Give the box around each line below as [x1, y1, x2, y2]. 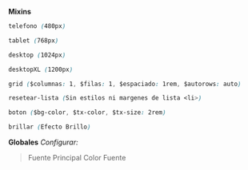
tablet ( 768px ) [8, 36, 59, 45]
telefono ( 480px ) [8, 22, 66, 30]
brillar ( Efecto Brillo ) [8, 123, 91, 131]
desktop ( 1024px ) [8, 51, 66, 59]
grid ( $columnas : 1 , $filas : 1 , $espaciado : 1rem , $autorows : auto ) [8, 80, 242, 88]
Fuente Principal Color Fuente [27, 153, 126, 162]
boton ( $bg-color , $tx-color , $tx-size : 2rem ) [8, 109, 166, 117]
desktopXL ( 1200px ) [8, 65, 74, 73]
